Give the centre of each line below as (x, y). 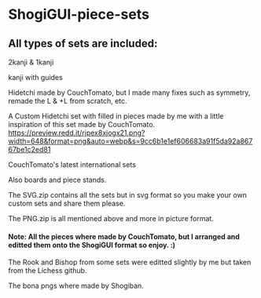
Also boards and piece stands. (57, 180)
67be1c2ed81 (29, 149)
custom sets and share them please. (67, 203)
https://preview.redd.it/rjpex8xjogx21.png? (77, 133)
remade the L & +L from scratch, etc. (68, 101)
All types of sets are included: (83, 44)
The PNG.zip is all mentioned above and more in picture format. (111, 218)
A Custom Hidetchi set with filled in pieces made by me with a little (116, 116)
